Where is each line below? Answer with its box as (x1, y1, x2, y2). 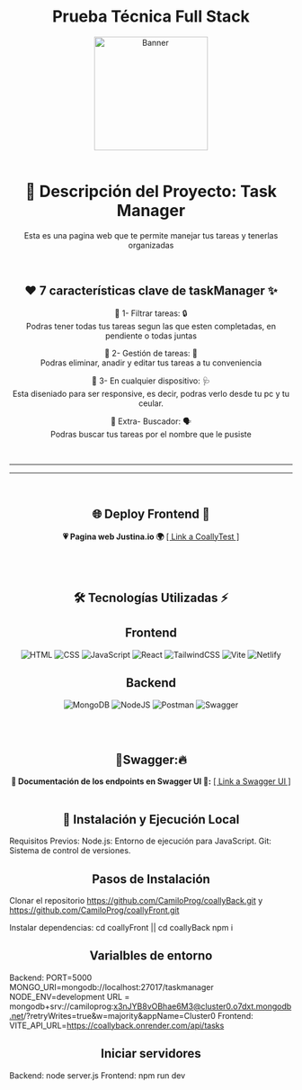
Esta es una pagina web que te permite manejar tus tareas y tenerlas (23, 230, 279, 240)
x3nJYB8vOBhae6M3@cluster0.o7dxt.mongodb (113, 1001, 292, 1012)
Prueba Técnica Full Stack (52, 6, 250, 27)
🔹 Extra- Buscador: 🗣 (111, 416, 191, 427)
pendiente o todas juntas (104, 330, 198, 341)
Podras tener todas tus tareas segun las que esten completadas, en (25, 320, 277, 331)
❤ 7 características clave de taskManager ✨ (24, 284, 278, 299)
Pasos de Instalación (91, 871, 211, 887)
